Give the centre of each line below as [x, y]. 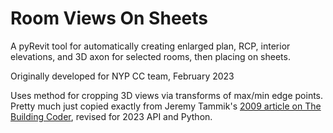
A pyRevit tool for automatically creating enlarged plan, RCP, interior [150, 46]
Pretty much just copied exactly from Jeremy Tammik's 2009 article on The [166, 106]
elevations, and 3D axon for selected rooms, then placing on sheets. [150, 56]
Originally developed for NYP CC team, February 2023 [122, 76]
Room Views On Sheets [109, 18]
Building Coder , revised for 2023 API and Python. [111, 116]
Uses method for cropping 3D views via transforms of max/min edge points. [167, 95]
